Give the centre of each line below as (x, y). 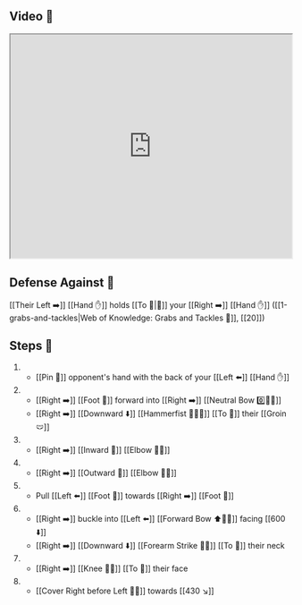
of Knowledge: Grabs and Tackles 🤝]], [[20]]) (182, 318)
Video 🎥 (31, 17)
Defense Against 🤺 (62, 283)
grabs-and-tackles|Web (53, 318)
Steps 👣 (31, 346)
